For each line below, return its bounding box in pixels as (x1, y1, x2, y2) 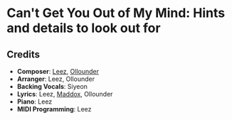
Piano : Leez (16, 97, 53, 106)
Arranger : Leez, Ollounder (16, 75, 95, 83)
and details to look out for (6, 20, 161, 36)
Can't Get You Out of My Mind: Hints (6, 5, 226, 21)
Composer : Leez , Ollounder (16, 67, 99, 75)
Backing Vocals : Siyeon (16, 82, 88, 90)
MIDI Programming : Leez (16, 105, 92, 113)
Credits (6, 48, 41, 60)
